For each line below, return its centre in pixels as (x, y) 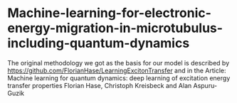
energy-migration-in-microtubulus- (115, 28)
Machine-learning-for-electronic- (110, 13)
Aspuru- (205, 85)
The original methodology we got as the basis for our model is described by (118, 63)
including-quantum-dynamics (99, 43)
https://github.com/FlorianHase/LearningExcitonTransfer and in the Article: (117, 70)
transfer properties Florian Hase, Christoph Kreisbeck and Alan (100, 85)
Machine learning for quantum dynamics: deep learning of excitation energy (119, 78)
